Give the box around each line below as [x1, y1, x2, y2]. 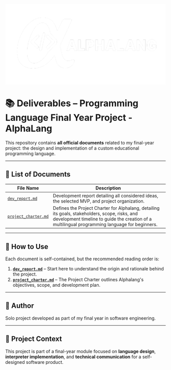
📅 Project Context [5, 335, 62, 343]
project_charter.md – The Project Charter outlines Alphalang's [12, 277, 144, 283]
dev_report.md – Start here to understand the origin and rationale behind [12, 266, 164, 272]
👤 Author [5, 302, 34, 310]
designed [5, 359, 25, 365]
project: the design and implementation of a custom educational [5, 145, 139, 151]
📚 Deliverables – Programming [5, 97, 139, 109]
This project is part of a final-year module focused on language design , [5, 348, 156, 354]
